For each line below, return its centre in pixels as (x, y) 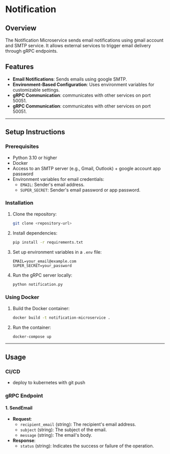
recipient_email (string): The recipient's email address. (78, 425)
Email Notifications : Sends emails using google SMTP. (70, 79)
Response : (24, 441)
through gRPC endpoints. (32, 51)
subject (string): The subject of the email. (63, 430)
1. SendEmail (19, 408)
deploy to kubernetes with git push (49, 383)
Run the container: (32, 327)
